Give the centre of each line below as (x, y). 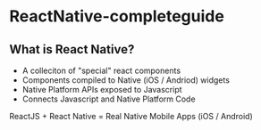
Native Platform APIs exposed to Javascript (102, 89)
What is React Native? (72, 49)
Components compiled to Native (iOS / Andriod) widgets (126, 80)
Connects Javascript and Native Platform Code (109, 99)
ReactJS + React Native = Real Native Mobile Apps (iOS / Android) (131, 116)
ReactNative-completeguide (117, 16)
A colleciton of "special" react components (101, 70)
